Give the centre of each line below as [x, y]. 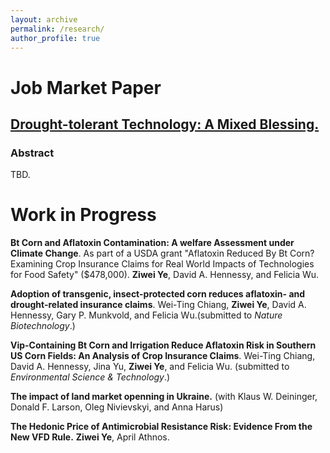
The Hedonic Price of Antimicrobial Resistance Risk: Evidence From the [161, 427]
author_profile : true [55, 38]
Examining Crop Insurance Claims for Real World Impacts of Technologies [162, 264]
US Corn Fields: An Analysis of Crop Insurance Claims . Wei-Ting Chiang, [163, 356]
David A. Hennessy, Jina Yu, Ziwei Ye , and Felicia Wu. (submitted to [150, 367]
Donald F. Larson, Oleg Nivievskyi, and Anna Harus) [117, 407]
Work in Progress [83, 215]
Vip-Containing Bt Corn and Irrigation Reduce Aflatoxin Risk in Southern [163, 345]
